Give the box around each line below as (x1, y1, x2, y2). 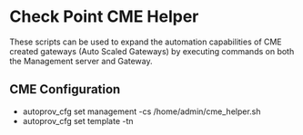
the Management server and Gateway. (9, 55, 153, 66)
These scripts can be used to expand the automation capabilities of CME (9, 36, 282, 47)
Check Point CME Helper (9, 6, 199, 27)
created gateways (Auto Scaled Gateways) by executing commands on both (9, 45, 295, 56)
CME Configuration (9, 82, 121, 97)
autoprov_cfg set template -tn (22, 115, 134, 126)
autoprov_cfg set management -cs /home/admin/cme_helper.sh (22, 106, 261, 117)
